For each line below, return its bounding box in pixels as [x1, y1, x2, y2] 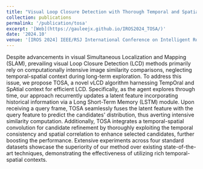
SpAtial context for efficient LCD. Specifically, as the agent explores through [6, 86, 195, 92]
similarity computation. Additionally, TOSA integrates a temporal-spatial [6, 118, 184, 124]
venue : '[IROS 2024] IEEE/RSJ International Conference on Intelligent [6, 37, 190, 43]
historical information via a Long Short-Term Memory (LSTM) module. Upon [6, 98, 195, 106]
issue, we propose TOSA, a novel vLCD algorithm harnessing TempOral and [6, 79, 195, 86]
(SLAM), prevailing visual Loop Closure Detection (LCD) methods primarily [6, 60, 192, 67]
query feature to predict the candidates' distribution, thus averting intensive [6, 111, 195, 118]
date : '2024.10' [6, 31, 47, 37]
